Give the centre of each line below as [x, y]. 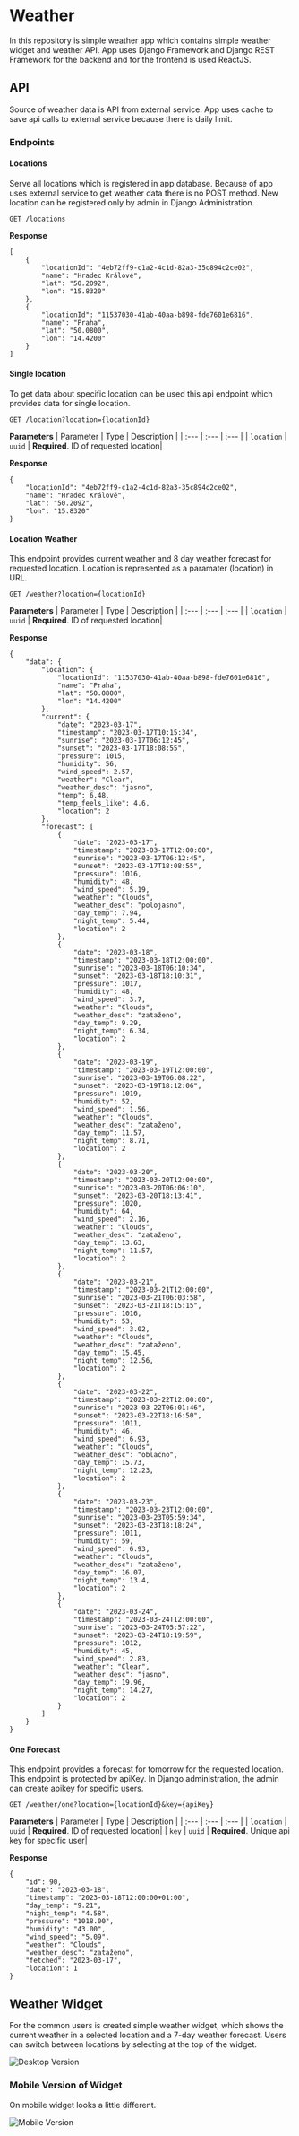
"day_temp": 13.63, [109, 1243]
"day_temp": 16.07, [109, 1573]
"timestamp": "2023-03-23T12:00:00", [144, 1510]
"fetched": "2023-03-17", [74, 1961]
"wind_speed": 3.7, [109, 1000]
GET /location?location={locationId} [80, 420]
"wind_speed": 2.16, [111, 1220]
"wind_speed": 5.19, [111, 890]
